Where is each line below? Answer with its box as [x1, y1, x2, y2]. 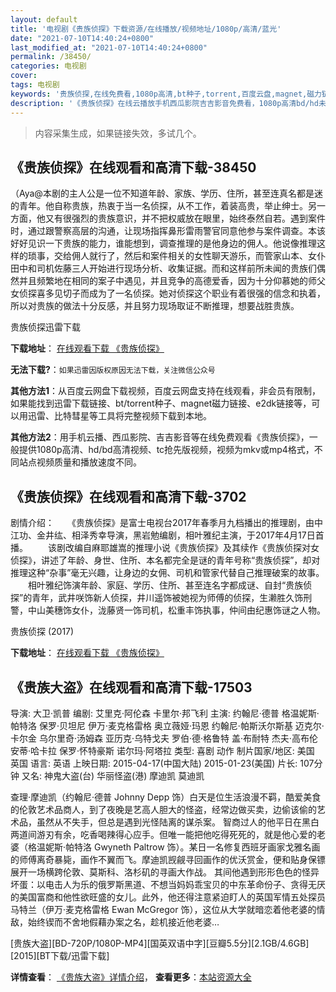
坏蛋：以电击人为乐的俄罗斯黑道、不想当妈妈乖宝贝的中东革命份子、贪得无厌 [10, 878, 326, 890]
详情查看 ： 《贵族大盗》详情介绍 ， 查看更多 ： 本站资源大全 [10, 971, 252, 983]
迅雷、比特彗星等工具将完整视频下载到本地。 [27, 410, 212, 422]
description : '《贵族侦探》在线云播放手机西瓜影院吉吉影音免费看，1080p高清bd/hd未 [10, 98, 327, 108]
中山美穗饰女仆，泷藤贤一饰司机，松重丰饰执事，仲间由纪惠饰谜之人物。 [27, 604, 326, 616]
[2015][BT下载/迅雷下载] [10, 949, 110, 961]
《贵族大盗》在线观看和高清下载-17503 [10, 679, 253, 696]
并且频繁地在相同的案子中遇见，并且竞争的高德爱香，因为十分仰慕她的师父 [18, 275, 326, 287]
